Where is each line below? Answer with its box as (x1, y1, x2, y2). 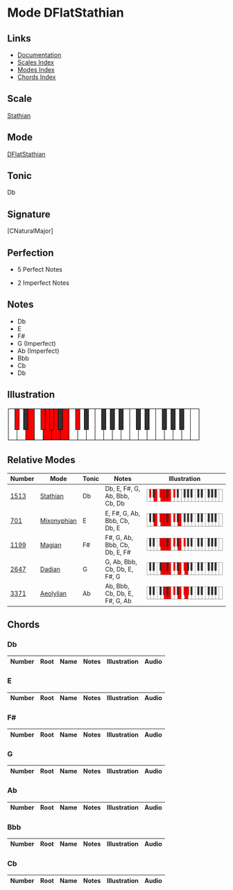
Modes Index (17, 66, 55, 73)
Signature (7, 208, 51, 220)
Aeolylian (40, 589, 67, 597)
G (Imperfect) (17, 339, 57, 347)
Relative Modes (7, 454, 76, 466)
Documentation (17, 51, 62, 59)
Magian (40, 541, 62, 549)
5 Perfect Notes (17, 265, 62, 274)
